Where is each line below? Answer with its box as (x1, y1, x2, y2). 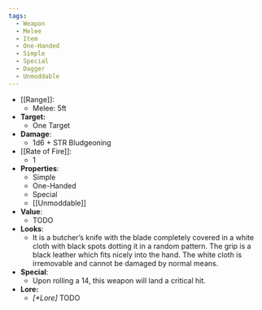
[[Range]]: (20, 94, 55, 104)
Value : (20, 206, 43, 216)
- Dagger (15, 65, 46, 73)
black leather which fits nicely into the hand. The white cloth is (32, 249, 242, 260)
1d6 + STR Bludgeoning (32, 137, 111, 147)
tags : (8, 11, 27, 20)
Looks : (20, 224, 44, 234)
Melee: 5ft (32, 103, 67, 113)
